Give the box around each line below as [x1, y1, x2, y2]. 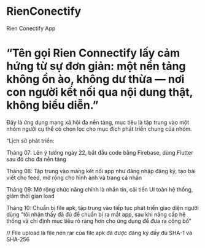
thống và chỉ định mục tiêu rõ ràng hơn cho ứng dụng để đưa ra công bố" [6, 217, 192, 225]
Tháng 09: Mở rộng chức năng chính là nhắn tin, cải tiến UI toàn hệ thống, [6, 185, 193, 193]
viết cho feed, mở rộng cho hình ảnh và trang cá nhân [6, 174, 142, 181]
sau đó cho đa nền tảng [6, 155, 66, 163]
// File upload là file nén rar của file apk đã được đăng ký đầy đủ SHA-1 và [6, 229, 193, 236]
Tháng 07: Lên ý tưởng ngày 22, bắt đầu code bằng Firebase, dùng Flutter [6, 149, 193, 156]
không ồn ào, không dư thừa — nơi [6, 72, 185, 87]
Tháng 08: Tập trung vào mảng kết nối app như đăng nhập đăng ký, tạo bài [6, 167, 196, 174]
